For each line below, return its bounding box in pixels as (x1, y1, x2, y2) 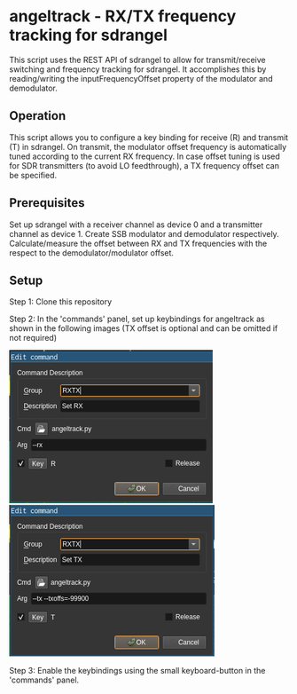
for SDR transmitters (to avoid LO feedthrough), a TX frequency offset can (9, 160, 279, 170)
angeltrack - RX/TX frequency (9, 6, 237, 27)
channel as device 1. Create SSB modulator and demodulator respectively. (9, 228, 279, 239)
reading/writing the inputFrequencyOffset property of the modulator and (9, 73, 273, 83)
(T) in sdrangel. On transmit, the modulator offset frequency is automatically (9, 141, 287, 152)
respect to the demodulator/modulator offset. (9, 247, 175, 258)
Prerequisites (9, 195, 85, 210)
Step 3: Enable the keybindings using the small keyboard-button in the (9, 666, 266, 676)
